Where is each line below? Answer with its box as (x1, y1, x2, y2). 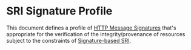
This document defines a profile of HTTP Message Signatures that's (6, 24, 176, 31)
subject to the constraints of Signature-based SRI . (6, 37, 132, 44)
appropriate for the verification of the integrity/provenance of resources (6, 30, 186, 37)
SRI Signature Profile (6, 4, 113, 18)
